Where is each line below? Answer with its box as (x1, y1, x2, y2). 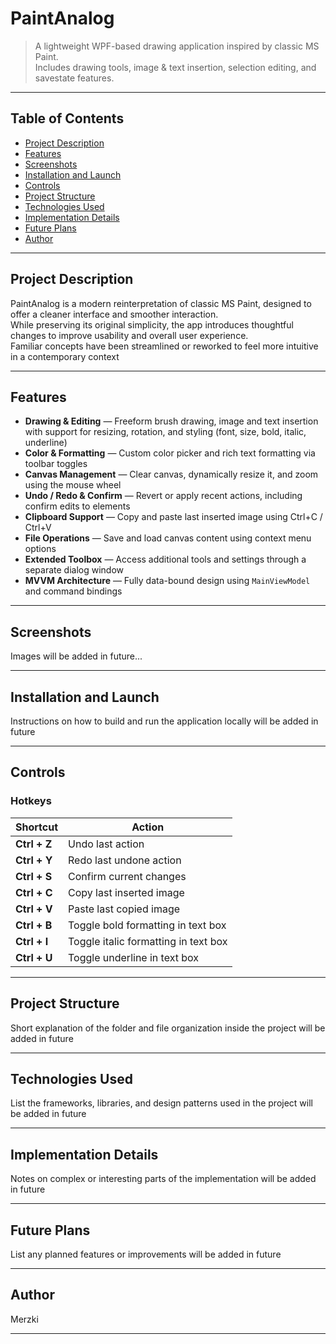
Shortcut (15, 820, 59, 834)
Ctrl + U (15, 950, 53, 964)
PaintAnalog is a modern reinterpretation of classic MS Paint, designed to (10, 297, 312, 309)
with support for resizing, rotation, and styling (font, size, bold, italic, (24, 426, 307, 438)
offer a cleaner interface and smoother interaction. (10, 308, 219, 320)
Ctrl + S (15, 869, 53, 883)
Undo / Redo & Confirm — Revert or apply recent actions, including (24, 490, 303, 502)
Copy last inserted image (68, 885, 185, 899)
